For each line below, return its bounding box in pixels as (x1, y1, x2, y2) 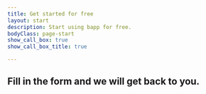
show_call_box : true (7, 37, 69, 44)
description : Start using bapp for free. (7, 23, 132, 30)
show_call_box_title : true (7, 43, 87, 50)
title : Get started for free (7, 10, 94, 18)
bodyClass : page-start (7, 30, 75, 37)
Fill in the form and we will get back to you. (7, 76, 200, 88)
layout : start (7, 17, 50, 24)
